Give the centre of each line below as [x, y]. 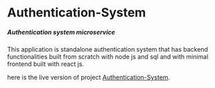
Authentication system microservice [61, 32]
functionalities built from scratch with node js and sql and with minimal [108, 57]
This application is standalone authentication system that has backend [108, 49]
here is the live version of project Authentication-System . [89, 78]
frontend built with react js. [46, 64]
